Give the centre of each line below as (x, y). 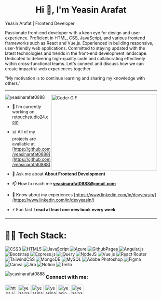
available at (23, 144)
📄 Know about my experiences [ (44, 195)
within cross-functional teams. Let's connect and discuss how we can (74, 63)
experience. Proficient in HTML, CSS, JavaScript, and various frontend (75, 38)
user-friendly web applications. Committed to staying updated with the (75, 48)
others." (13, 83)
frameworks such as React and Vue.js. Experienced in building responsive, (79, 43)
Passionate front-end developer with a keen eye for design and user (73, 32)
